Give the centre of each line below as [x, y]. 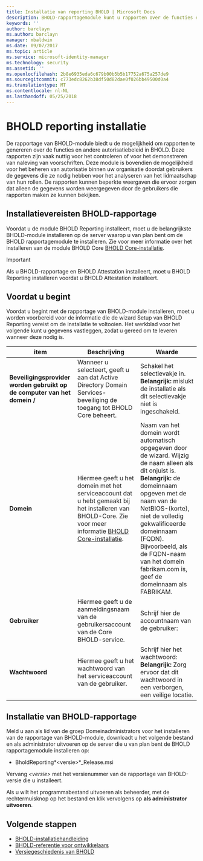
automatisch [158, 440]
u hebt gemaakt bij [104, 501]
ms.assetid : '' [25, 68]
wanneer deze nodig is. [35, 337]
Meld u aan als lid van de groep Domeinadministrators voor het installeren [98, 731]
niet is [149, 404]
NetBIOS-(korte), [165, 509]
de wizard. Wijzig [164, 455]
